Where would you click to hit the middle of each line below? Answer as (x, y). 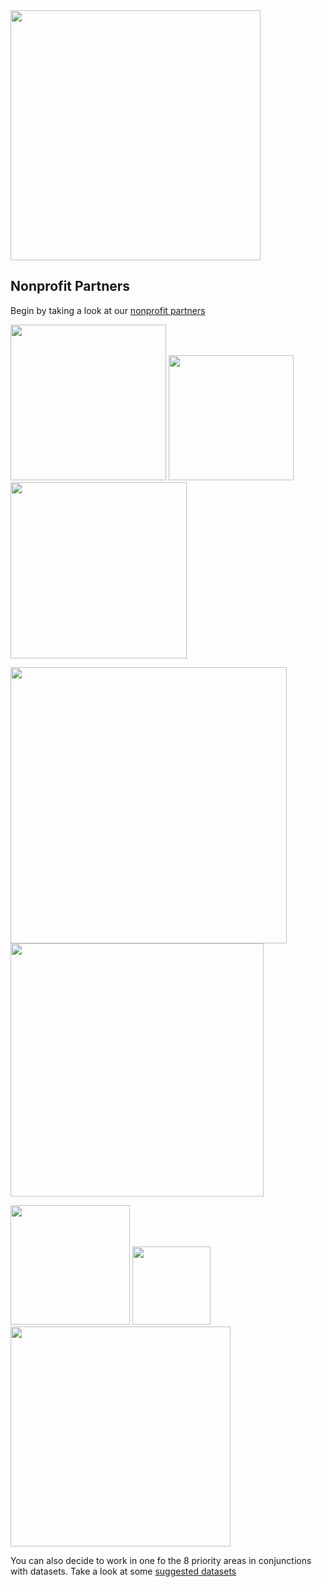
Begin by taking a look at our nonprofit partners (108, 310)
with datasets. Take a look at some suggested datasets (123, 1571)
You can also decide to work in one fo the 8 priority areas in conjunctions (161, 1560)
